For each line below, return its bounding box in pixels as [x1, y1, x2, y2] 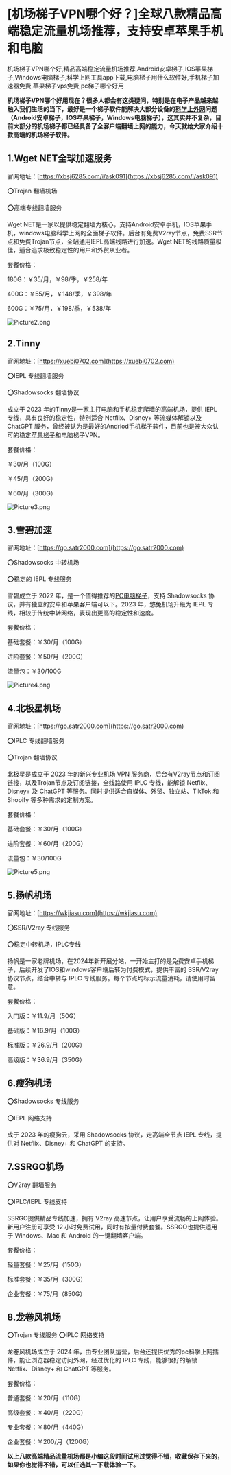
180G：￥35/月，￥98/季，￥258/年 [7, 275, 108, 283]
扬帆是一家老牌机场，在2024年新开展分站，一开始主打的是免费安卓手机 [7, 957, 208, 965]
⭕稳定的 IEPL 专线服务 [7, 575, 72, 583]
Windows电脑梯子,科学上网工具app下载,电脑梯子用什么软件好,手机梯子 [14, 73, 214, 81]
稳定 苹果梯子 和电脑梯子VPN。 [19, 430, 104, 439]
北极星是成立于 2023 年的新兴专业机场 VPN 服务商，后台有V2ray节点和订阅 [7, 770, 221, 779]
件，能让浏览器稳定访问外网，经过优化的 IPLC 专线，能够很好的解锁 [7, 1356, 198, 1365]
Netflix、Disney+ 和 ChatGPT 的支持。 [20, 1139, 129, 1147]
